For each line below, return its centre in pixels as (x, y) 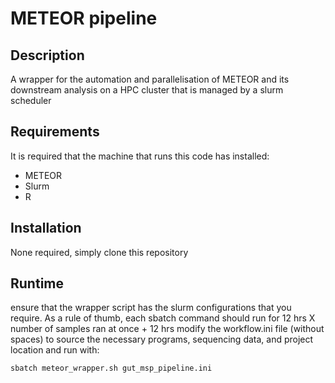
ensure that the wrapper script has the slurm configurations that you (151, 308)
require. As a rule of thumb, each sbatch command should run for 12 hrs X (163, 318)
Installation (46, 228)
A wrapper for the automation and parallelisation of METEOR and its (150, 79)
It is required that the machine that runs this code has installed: (140, 156)
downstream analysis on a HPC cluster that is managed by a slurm (147, 90)
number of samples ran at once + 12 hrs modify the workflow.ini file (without (167, 329)
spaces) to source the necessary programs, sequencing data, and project (162, 339)
